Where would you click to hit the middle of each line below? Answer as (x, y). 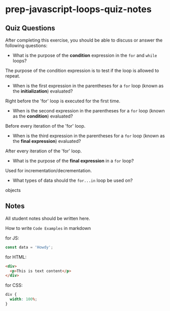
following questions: (26, 46)
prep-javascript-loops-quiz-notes (78, 9)
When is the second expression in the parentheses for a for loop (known (89, 111)
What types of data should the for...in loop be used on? (73, 180)
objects (13, 190)
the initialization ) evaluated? (43, 91)
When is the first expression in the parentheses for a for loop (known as (88, 86)
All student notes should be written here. (48, 218)
